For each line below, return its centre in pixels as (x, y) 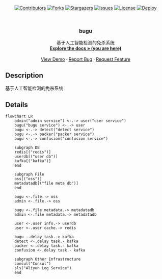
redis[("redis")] (33, 152)
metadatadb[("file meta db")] (47, 183)
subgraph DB (27, 147)
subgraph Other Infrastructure (48, 259)
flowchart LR (19, 116)
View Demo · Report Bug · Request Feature (86, 59)
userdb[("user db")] (36, 156)
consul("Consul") (33, 263)
